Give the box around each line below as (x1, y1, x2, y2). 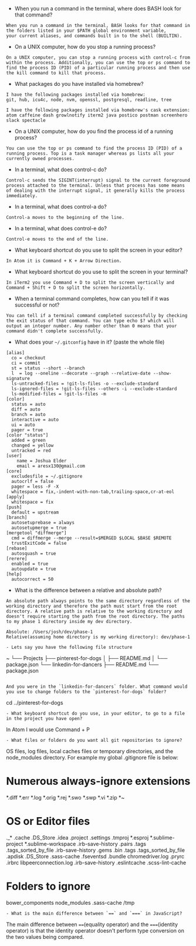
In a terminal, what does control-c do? (14, 166, 107, 173)
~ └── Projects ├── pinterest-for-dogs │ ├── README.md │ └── (6, 655, 168, 661)
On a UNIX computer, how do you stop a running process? (14, 44, 156, 50)
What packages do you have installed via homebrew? (14, 81, 144, 87)
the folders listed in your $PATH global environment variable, (6, 28, 167, 34)
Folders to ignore (6, 880, 91, 893)
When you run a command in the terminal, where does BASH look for (14, 5, 182, 12)
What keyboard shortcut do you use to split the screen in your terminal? (14, 268, 188, 275)
